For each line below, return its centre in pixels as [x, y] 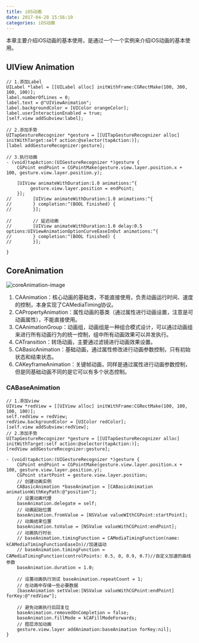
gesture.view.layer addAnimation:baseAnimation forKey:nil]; [94, 630]
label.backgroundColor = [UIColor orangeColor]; [68, 108]
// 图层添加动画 [34, 625]
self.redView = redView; [37, 417]
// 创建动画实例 [34, 482]
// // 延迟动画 [32, 221]
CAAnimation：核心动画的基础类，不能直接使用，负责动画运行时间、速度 [104, 297]
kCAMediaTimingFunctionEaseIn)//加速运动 [57, 545]
